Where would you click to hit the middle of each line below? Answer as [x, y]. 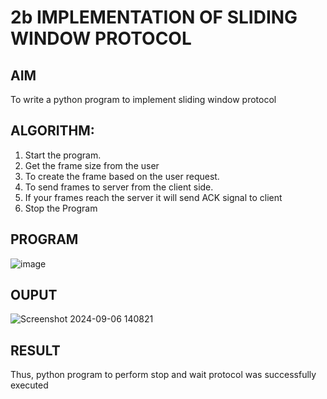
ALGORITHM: [52, 131]
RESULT [35, 350]
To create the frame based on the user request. [122, 176]
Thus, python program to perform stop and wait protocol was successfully [163, 375]
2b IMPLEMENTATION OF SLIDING [154, 17]
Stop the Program [61, 208]
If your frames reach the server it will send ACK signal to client [153, 197]
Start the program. [63, 155]
